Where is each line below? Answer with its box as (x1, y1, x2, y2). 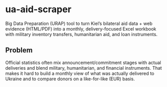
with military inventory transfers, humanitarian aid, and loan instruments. (5, 31, 158, 37)
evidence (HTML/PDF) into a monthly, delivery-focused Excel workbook (5, 25, 157, 32)
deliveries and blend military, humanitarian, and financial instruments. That (5, 65, 162, 71)
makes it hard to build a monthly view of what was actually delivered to (5, 70, 155, 76)
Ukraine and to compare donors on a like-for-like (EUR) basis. (5, 75, 135, 82)
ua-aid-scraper (5, 4, 71, 15)
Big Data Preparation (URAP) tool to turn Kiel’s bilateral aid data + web (5, 20, 153, 26)
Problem (5, 46, 33, 54)
